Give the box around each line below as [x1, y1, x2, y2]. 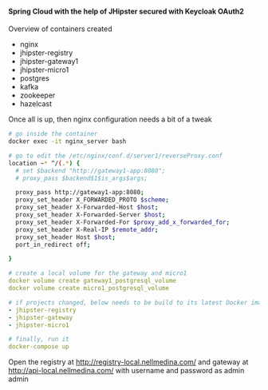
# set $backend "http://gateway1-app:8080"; [15, 166, 166, 175]
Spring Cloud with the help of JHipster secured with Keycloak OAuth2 [8, 6, 245, 16]
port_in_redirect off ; [15, 241, 91, 249]
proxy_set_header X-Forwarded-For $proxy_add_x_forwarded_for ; [15, 218, 230, 226]
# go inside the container [8, 130, 98, 138]
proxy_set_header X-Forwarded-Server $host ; [15, 211, 166, 219]
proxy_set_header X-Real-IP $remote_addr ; [15, 225, 159, 233]
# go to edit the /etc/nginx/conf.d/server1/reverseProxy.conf [8, 152, 223, 160]
